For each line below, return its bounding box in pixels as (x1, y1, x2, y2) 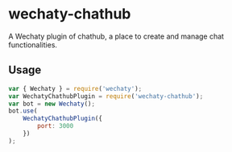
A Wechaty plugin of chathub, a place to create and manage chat (8, 31, 224, 41)
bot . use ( (8, 107, 38, 115)
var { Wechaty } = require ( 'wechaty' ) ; (8, 84, 143, 92)
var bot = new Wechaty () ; (8, 100, 95, 108)
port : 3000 (37, 122, 74, 130)
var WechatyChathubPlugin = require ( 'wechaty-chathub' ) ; (8, 92, 204, 101)
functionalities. (8, 39, 58, 49)
